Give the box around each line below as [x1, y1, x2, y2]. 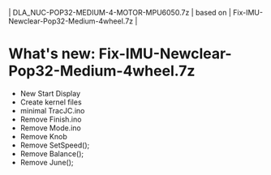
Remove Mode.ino [19, 122, 81, 133]
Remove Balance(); [19, 148, 84, 158]
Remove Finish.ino [19, 114, 82, 124]
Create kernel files [19, 97, 83, 107]
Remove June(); [19, 157, 74, 167]
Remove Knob [19, 131, 67, 141]
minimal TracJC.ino [19, 105, 85, 115]
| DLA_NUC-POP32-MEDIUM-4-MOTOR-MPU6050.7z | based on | [8, 8, 231, 17]
